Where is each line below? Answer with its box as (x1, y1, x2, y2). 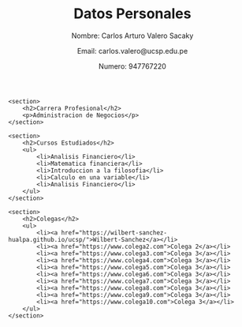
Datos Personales (73, 5, 192, 23)
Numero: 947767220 (98, 61, 167, 71)
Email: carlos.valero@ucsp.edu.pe (76, 46, 188, 55)
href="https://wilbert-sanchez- (61, 228, 168, 237)
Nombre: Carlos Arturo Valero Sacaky (71, 31, 194, 40)
